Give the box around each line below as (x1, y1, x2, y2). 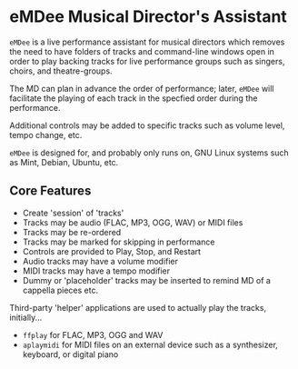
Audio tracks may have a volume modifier (22, 255, 179, 266)
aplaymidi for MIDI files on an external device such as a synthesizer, (22, 339, 279, 350)
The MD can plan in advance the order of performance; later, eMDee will (9, 83, 274, 94)
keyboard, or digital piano (22, 348, 119, 360)
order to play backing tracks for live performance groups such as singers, (9, 55, 285, 66)
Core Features (9, 184, 92, 199)
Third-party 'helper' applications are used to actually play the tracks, (9, 302, 266, 313)
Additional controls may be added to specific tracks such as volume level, (9, 120, 285, 131)
